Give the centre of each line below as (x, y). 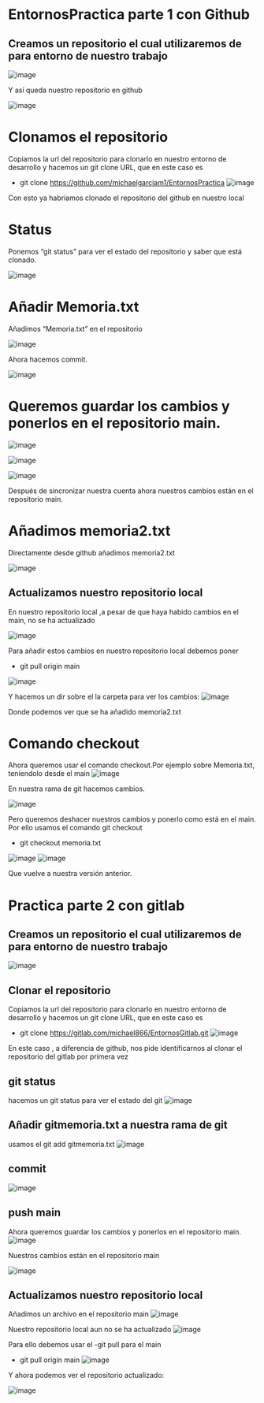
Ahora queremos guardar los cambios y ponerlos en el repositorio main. (125, 1231)
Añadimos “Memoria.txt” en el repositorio (76, 328)
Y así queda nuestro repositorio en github (76, 90)
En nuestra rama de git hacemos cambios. (77, 789)
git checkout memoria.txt (60, 843)
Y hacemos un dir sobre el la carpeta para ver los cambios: (104, 696)
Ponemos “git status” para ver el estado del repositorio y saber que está (125, 251)
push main (35, 1213)
